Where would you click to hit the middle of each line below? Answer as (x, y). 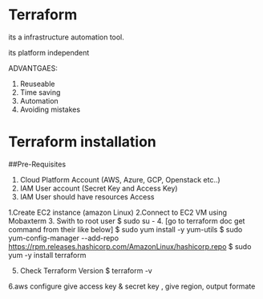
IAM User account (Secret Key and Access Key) (99, 188)
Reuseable (37, 84)
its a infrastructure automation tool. (66, 37)
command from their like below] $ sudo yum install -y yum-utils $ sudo (125, 229)
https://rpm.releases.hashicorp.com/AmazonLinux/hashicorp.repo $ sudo (130, 246)
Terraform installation (82, 142)
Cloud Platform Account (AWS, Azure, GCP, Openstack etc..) (120, 179)
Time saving (40, 92)
